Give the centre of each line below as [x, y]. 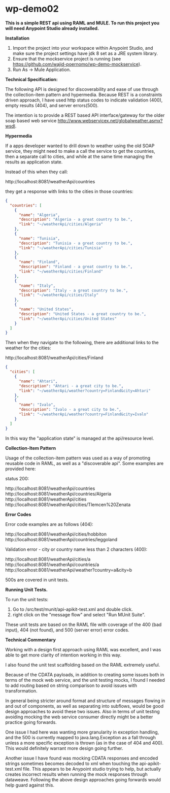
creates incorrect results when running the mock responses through [77, 774]
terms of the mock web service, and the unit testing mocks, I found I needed [85, 680]
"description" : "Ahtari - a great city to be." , [71, 386]
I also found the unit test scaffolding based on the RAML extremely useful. [83, 665]
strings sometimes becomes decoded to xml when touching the [72, 763]
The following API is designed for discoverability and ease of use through [82, 89]
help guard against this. [30, 785]
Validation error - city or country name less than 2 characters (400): [76, 549]
